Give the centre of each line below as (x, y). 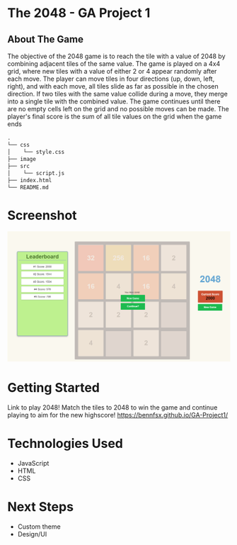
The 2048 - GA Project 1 (79, 13)
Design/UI (32, 534)
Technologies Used (65, 443)
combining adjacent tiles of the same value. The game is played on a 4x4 (114, 64)
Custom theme (39, 527)
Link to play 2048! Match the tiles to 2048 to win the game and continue (112, 407)
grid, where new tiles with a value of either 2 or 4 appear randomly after (112, 71)
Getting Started (54, 387)
